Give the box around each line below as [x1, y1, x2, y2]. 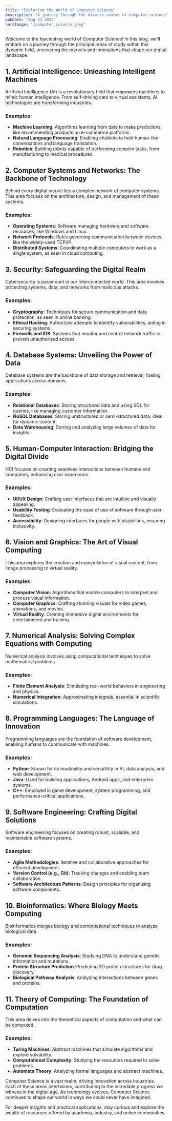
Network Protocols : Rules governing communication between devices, [12, 234, 163, 240]
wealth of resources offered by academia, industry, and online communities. [5, 1110, 166, 1116]
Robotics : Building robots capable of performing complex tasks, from [12, 146, 160, 152]
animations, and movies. [12, 605, 64, 612]
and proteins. [12, 980, 41, 986]
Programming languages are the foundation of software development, [5, 736, 153, 742]
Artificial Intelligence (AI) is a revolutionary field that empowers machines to [5, 89, 165, 95]
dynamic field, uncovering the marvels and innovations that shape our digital [5, 47, 167, 53]
